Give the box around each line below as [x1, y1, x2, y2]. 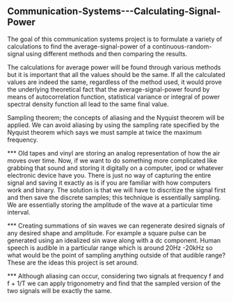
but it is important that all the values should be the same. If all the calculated [7, 70, 226, 78]
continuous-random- [152, 42, 212, 51]
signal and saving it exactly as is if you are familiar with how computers [7, 178, 211, 187]
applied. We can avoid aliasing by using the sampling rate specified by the [7, 121, 220, 129]
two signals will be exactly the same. [7, 286, 113, 294]
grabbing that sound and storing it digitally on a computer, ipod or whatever [7, 163, 224, 172]
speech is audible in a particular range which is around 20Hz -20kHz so [7, 243, 214, 252]
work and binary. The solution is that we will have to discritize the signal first [7, 185, 226, 194]
